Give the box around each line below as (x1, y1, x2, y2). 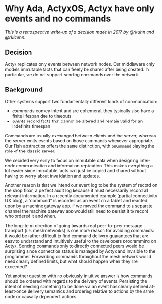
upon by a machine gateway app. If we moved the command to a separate (5, 203, 153, 209)
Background (5, 86, 43, 94)
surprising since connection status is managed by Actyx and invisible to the (5, 248, 156, 254)
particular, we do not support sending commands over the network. (5, 71, 140, 77)
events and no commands (5, 13, 111, 24)
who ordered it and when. (5, 213, 57, 219)
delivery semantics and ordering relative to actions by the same (27, 289, 154, 294)
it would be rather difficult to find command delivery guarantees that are (5, 233, 149, 239)
